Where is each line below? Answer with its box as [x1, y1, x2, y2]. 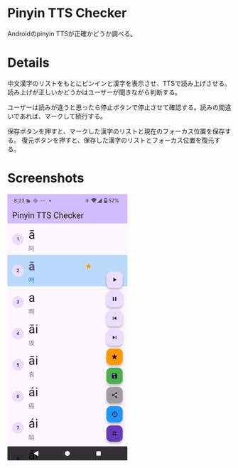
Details [7, 55, 50, 71]
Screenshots [7, 170, 85, 186]
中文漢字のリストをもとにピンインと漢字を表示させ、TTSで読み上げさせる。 [7, 79, 231, 87]
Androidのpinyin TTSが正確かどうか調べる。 [7, 29, 137, 38]
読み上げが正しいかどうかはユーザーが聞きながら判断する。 [7, 87, 182, 97]
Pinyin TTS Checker [7, 5, 127, 21]
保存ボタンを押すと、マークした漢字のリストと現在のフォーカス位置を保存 [7, 126, 225, 136]
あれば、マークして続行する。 [19, 111, 107, 120]
